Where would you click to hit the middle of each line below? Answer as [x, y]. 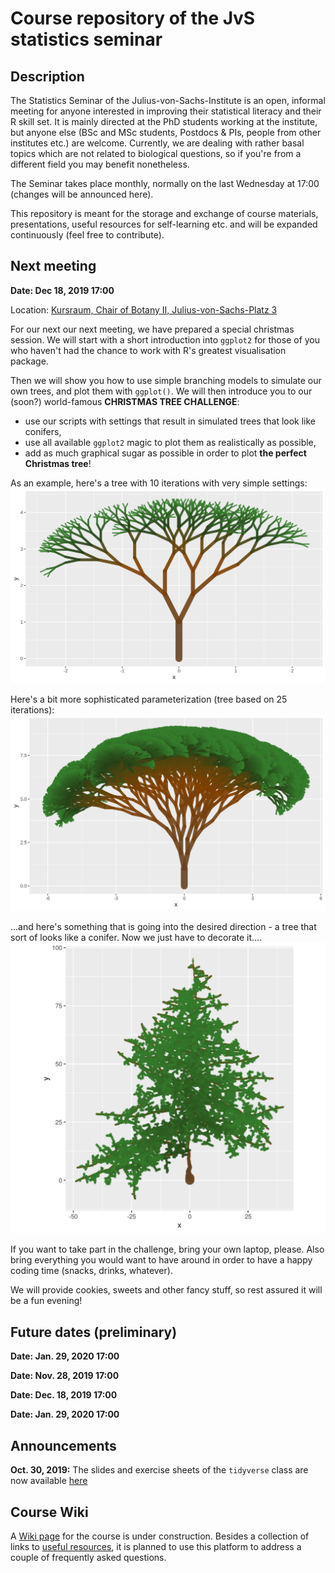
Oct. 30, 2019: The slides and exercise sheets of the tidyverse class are [159, 1470]
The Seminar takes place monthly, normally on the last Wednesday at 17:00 [165, 183]
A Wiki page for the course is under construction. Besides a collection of [160, 1536]
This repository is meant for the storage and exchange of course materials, [164, 213]
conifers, [43, 431]
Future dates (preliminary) [94, 1332]
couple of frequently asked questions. [88, 1557]
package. [29, 361]
